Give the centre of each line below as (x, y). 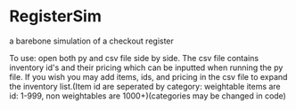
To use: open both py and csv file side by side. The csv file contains (134, 58)
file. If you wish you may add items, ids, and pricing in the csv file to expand (148, 76)
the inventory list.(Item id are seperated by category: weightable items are (145, 86)
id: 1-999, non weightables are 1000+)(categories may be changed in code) (148, 96)
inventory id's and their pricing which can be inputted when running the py (146, 67)
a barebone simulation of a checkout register (91, 41)
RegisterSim (56, 16)
